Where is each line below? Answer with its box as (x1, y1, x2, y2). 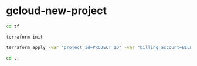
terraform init (6, 34, 43, 40)
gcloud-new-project (6, 4, 107, 18)
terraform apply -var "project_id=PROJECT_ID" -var (6, 44, 135, 50)
